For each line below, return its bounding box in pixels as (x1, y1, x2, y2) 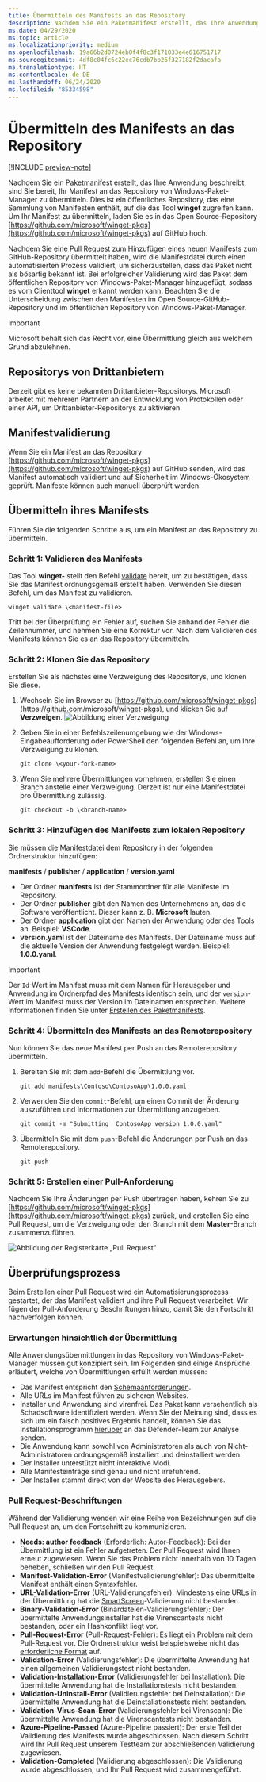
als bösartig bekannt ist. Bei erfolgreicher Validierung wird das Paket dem (8, 269, 248, 278)
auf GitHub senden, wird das (151, 463, 245, 473)
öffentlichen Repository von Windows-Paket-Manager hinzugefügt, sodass (8, 278, 253, 287)
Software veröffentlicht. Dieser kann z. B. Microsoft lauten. (19, 907, 212, 916)
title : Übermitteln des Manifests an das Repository (8, 11, 186, 20)
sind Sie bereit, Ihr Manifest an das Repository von (8, 186, 173, 196)
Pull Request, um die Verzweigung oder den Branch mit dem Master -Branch (8, 1219, 257, 1229)
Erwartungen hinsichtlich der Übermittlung (8, 1332, 177, 1343)
